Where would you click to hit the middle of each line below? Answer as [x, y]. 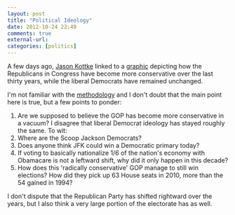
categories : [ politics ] [42, 46]
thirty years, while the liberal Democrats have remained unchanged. [105, 81]
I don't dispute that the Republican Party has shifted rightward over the [110, 196]
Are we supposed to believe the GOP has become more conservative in [121, 116]
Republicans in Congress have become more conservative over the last [110, 74]
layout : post [26, 14]
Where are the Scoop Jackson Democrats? [79, 138]
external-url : [28, 40]
